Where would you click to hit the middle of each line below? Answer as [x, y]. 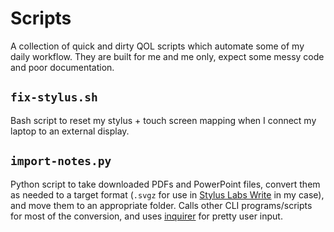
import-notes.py [61, 161]
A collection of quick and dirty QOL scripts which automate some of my [157, 46]
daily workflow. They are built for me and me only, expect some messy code [167, 56]
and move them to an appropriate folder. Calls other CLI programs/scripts [161, 205]
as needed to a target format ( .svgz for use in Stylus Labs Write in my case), [167, 194]
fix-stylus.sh [54, 97]
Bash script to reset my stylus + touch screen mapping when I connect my [163, 120]
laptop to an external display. [70, 131]
